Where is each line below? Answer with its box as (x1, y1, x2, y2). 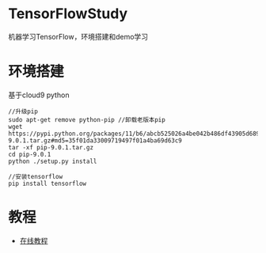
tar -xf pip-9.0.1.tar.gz (8, 143, 93, 151)
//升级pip (8, 108, 38, 115)
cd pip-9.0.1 (8, 150, 51, 158)
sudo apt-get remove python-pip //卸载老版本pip (8, 115, 166, 123)
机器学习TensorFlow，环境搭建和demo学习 (8, 32, 149, 41)
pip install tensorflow (8, 179, 87, 187)
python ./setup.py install (8, 157, 97, 165)
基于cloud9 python (8, 90, 70, 100)
